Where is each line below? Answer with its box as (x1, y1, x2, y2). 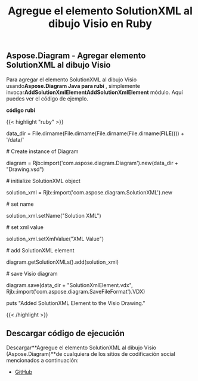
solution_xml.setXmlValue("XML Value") (6, 235, 104, 242)
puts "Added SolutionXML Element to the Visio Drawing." (6, 299, 146, 306)
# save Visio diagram (6, 270, 58, 277)
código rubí (6, 106, 36, 114)
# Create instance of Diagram (6, 148, 79, 155)
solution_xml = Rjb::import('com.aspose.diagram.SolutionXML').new (6, 188, 173, 196)
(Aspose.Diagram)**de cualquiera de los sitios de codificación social (6, 350, 176, 358)
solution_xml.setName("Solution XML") (6, 212, 101, 219)
